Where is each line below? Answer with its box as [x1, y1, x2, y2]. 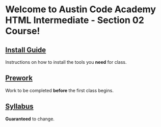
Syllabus [5, 102, 34, 111]
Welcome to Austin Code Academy [5, 4, 156, 15]
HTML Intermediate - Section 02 [5, 14, 144, 26]
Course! [5, 26, 40, 37]
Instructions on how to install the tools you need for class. [5, 59, 127, 65]
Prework [5, 74, 33, 83]
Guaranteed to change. [5, 116, 55, 122]
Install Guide [5, 45, 46, 54]
